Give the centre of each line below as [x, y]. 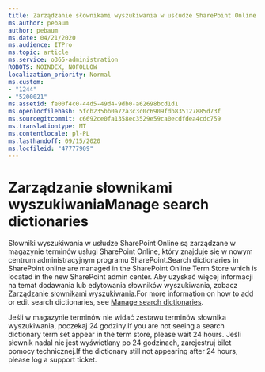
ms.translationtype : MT [47, 126]
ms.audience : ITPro [40, 45]
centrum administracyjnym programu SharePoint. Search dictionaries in [123, 260]
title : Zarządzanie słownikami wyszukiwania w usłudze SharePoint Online [132, 15]
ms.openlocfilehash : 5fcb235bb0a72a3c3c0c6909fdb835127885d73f [115, 112]
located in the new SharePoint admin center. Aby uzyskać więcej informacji [131, 277]
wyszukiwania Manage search [109, 204]
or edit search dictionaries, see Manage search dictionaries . [106, 302]
